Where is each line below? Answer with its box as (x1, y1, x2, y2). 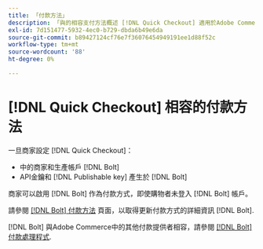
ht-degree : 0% (8, 56, 55, 64)
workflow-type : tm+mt (8, 41, 79, 49)
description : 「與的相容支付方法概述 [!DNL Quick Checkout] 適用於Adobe (8, 19, 234, 27)
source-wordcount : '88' (8, 48, 86, 56)
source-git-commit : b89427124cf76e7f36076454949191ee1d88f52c (8, 33, 216, 42)
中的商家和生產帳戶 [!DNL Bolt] (19, 162, 120, 171)
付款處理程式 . (8, 232, 53, 241)
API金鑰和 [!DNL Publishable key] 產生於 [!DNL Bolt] (19, 172, 188, 181)
